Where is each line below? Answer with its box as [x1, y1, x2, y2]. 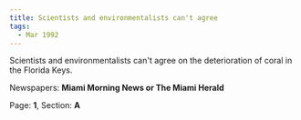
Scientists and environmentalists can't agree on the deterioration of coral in [9, 55, 293, 66]
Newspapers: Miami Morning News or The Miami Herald [9, 83, 225, 94]
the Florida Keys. [9, 65, 73, 75]
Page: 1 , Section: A [9, 100, 80, 111]
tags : [9, 22, 30, 31]
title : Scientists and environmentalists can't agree [9, 13, 219, 23]
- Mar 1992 [17, 30, 59, 39]
